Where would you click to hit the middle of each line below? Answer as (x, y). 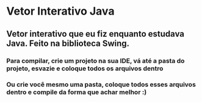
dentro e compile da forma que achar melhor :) (77, 92)
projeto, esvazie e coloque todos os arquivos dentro (85, 68)
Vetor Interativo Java (60, 11)
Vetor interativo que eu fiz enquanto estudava (96, 34)
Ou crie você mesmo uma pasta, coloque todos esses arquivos (101, 85)
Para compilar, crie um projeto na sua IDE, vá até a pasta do (96, 60)
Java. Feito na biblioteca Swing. (68, 43)
